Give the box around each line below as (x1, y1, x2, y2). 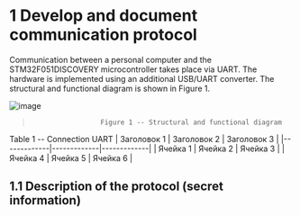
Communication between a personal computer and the (9, 54, 212, 65)
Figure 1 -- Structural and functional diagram (100, 118, 282, 127)
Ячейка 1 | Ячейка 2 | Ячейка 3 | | (158, 143, 286, 154)
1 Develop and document (9, 5, 198, 26)
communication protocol (9, 24, 198, 45)
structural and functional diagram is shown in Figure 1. (9, 83, 210, 94)
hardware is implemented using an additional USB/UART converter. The (9, 73, 275, 84)
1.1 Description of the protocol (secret (9, 179, 223, 194)
